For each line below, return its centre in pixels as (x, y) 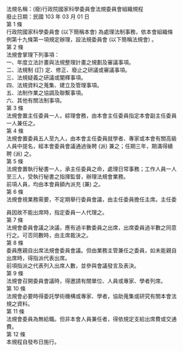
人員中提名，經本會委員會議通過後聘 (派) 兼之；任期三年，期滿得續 (90, 146)
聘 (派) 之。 (21, 154)
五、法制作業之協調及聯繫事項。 (46, 93)
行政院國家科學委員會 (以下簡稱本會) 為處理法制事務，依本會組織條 (90, 32)
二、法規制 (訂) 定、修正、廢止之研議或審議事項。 (68, 70)
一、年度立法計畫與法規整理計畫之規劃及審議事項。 (70, 62)
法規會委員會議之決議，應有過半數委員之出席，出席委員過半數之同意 (91, 228)
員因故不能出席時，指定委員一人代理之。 (57, 212)
